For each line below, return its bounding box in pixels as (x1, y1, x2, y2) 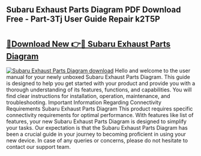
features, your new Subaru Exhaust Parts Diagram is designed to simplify (6, 118, 187, 125)
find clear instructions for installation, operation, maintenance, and (6, 93, 170, 99)
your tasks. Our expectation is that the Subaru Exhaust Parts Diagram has (6, 124, 188, 131)
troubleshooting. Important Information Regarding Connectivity (6, 99, 162, 106)
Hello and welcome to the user (115, 67, 191, 74)
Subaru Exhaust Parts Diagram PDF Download (6, 5, 181, 15)
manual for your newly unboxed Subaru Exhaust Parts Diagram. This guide (6, 74, 190, 80)
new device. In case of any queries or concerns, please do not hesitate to (6, 137, 188, 144)
